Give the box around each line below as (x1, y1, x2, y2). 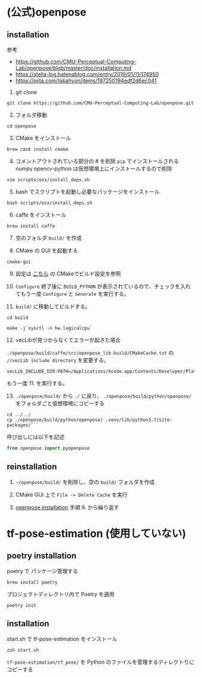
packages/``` (7, 422, 39, 428)
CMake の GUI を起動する (15, 247, 78, 254)
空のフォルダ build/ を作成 (15, 234, 82, 242)
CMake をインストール (15, 135, 71, 141)
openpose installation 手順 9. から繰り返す (15, 503, 119, 510)
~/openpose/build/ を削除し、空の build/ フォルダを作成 (15, 478, 155, 485)
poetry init (7, 602, 36, 608)
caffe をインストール (15, 211, 67, 218)
